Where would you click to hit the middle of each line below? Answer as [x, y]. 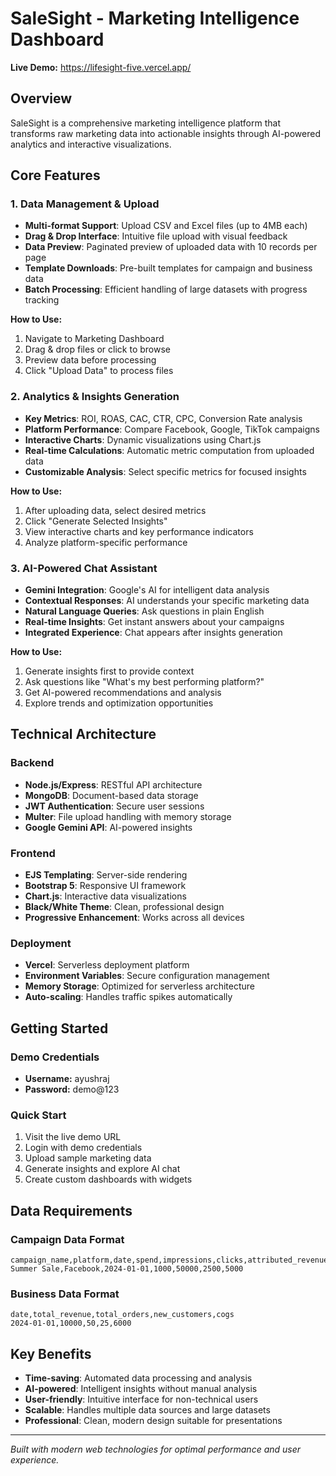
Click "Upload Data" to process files [99, 371]
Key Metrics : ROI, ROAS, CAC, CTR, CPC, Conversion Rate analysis [163, 418]
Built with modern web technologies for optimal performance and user [156, 1449]
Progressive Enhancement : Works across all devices [134, 918]
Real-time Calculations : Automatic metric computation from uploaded [169, 450]
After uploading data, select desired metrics [115, 510]
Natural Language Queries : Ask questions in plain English [144, 611]
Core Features [55, 175]
